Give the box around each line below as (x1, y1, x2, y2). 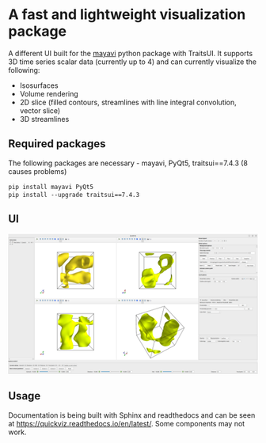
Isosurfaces (19, 81, 59, 90)
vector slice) (19, 105, 61, 115)
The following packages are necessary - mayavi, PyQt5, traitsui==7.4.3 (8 (8, 158, 248, 168)
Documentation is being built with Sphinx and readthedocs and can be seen (8, 410, 256, 420)
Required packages (8, 137, 106, 151)
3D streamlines (19, 114, 70, 123)
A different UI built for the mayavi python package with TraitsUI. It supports (8, 48, 253, 58)
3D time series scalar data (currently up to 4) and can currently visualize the (8, 57, 257, 66)
